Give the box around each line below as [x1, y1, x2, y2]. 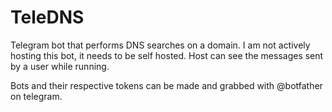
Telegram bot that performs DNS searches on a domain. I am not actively [10, 39, 311, 51]
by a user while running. [10, 60, 110, 72]
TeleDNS [10, 6, 85, 29]
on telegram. [10, 90, 63, 102]
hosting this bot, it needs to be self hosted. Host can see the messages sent [10, 49, 324, 61]
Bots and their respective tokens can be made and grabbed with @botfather [10, 79, 323, 91]
